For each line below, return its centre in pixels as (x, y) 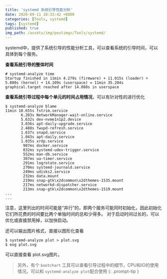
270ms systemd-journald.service (57, 167)
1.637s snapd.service (43, 133)
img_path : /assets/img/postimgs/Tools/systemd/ (56, 33)
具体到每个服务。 (23, 54)
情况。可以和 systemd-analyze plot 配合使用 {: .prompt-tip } (78, 271)
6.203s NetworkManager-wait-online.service (67, 115)
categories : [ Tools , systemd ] (37, 19)
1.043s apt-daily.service (48, 137)
